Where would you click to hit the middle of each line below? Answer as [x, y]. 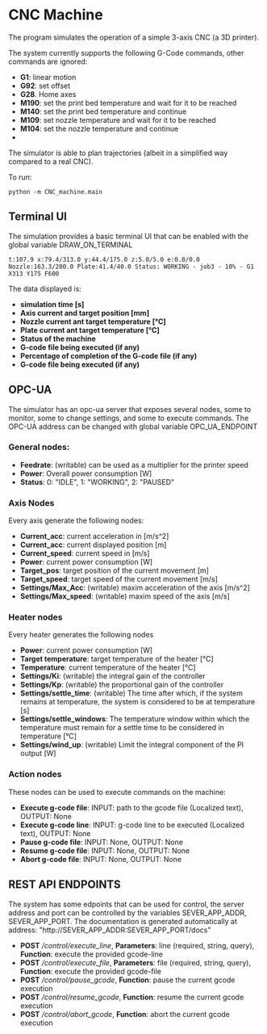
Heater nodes [35, 617]
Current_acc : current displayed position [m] [93, 545]
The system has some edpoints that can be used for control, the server [126, 904]
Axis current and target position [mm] [85, 313]
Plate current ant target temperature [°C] [90, 330]
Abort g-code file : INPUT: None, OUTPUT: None [101, 859]
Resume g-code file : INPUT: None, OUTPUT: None [105, 851]
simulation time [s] [52, 304]
